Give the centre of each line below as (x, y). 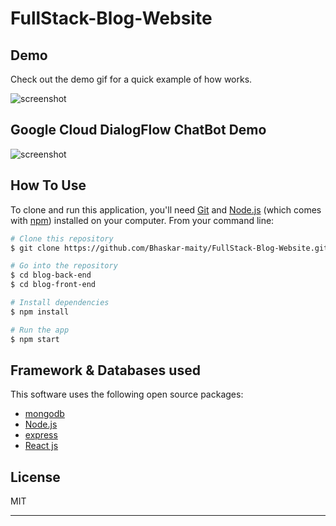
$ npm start (35, 339)
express (41, 435)
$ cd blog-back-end (51, 275)
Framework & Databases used (105, 370)
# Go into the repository (64, 266)
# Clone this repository (62, 238)
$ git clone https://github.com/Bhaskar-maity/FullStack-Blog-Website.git (169, 248)
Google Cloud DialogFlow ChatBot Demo (138, 130)
